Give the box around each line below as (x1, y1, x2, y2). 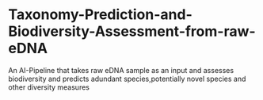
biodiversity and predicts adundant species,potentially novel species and (8, 74, 246, 83)
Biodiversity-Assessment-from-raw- (8, 22, 256, 40)
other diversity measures (8, 82, 90, 92)
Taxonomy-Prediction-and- (8, 6, 192, 24)
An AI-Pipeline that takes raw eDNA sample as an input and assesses (8, 65, 234, 75)
